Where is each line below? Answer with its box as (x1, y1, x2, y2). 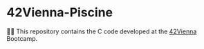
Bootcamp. (6, 34, 38, 42)
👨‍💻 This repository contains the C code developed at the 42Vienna (6, 27, 197, 35)
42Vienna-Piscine (6, 5, 113, 20)
